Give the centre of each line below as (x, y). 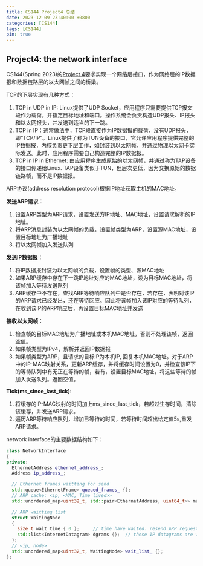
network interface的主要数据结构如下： (55, 439)
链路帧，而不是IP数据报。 (47, 176)
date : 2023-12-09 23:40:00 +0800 (48, 18)
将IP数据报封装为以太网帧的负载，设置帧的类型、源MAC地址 (90, 270)
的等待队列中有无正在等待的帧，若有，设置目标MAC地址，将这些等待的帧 (106, 371)
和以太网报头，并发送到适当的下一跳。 (63, 122)
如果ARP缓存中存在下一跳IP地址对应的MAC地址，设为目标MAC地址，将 (104, 278)
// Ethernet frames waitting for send (61, 484)
